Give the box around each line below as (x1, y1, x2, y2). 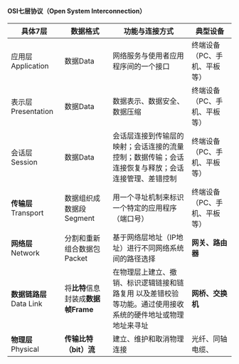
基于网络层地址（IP (112, 232, 176, 242)
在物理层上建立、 (112, 267, 170, 277)
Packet (64, 254, 87, 264)
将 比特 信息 (64, 284, 101, 293)
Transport (11, 208, 44, 218)
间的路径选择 (112, 254, 156, 264)
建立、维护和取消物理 (112, 334, 184, 344)
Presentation (11, 107, 53, 117)
